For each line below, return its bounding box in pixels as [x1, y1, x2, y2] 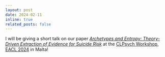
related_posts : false [5, 21, 51, 27]
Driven [5, 41, 19, 47]
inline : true [5, 17, 33, 22]
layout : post [5, 7, 33, 13]
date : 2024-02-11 [5, 12, 42, 17]
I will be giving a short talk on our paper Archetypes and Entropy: [5, 36, 142, 42]
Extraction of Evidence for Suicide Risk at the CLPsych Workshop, [20, 41, 159, 47]
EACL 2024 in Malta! [5, 46, 48, 52]
